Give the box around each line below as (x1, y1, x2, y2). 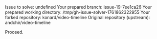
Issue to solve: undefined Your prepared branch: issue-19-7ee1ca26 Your (5, 4, 152, 10)
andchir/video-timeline (5, 19, 51, 25)
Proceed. (5, 29, 23, 35)
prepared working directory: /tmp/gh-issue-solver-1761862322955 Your (5, 9, 150, 15)
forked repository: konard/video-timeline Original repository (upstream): (5, 15, 150, 20)
